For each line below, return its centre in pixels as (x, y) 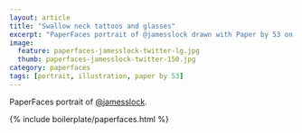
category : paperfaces (50, 68)
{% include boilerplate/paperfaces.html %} (89, 119)
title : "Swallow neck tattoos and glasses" (93, 26)
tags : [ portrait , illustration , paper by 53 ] (96, 76)
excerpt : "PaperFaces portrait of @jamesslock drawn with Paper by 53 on (151, 34)
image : (22, 43)
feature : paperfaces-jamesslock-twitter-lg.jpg (109, 51)
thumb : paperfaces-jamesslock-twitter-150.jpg (107, 59)
